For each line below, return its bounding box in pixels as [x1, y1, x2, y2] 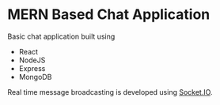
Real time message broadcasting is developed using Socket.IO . [7, 87, 213, 96]
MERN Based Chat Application [7, 6, 211, 24]
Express [18, 63, 46, 73]
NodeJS [18, 55, 46, 65]
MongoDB [18, 72, 52, 81]
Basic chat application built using [7, 32, 116, 41]
